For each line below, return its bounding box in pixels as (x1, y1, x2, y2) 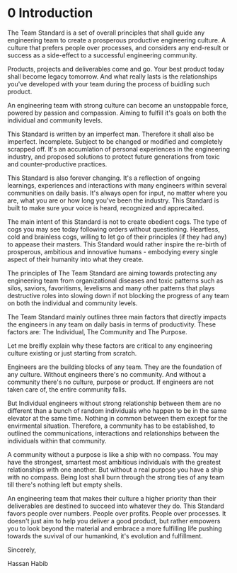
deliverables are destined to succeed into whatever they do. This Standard (7, 501, 224, 510)
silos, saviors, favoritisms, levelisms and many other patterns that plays (7, 283, 215, 292)
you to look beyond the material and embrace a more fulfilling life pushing (7, 524, 222, 533)
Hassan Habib (7, 559, 48, 567)
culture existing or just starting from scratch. (7, 348, 137, 357)
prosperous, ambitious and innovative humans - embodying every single (7, 247, 219, 256)
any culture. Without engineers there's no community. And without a (7, 370, 207, 378)
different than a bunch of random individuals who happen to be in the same (7, 406, 227, 415)
